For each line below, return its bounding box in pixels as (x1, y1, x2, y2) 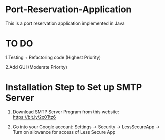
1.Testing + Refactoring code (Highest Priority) (5, 54, 101, 60)
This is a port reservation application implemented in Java (5, 20, 125, 26)
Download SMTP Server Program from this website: (12, 109, 119, 115)
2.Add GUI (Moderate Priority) (5, 64, 68, 70)
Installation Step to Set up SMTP (5, 82, 142, 93)
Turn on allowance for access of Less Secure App (12, 129, 116, 135)
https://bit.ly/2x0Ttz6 (12, 114, 56, 120)
